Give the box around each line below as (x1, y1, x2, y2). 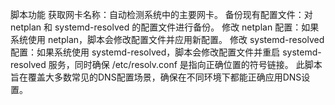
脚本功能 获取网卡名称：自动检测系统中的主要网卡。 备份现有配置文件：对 (10, 9, 313, 20)
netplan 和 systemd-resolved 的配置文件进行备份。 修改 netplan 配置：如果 (10, 21, 320, 33)
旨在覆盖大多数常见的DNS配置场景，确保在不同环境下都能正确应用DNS (10, 71, 302, 83)
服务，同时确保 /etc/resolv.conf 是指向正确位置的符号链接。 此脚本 (48, 59, 323, 70)
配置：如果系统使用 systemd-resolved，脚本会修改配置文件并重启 (10, 46, 281, 58)
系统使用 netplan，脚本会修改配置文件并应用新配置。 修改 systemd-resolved (10, 34, 325, 45)
